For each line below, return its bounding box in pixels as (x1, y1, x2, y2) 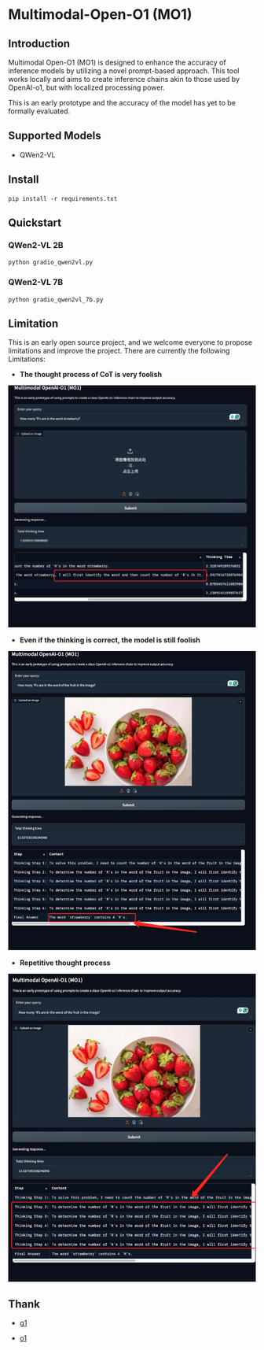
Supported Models (8, 129, 101, 142)
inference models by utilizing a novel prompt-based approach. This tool (8, 66, 240, 76)
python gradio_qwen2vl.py (8, 258, 93, 267)
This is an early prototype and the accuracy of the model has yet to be (8, 98, 236, 107)
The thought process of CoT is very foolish (19, 370, 163, 379)
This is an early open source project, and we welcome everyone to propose (8, 338, 253, 347)
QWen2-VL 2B (8, 239, 64, 250)
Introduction (8, 37, 71, 50)
